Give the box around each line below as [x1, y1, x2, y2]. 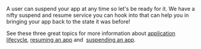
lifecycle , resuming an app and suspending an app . [6, 36, 136, 43]
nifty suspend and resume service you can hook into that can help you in [6, 11, 189, 19]
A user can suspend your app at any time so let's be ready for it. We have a [6, 5, 195, 12]
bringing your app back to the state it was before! [6, 18, 130, 25]
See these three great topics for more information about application [6, 30, 175, 37]
